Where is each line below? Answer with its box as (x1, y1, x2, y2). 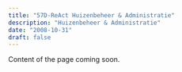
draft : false (8, 33, 51, 41)
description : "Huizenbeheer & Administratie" (8, 19, 161, 27)
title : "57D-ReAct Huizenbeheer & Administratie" (8, 11, 176, 20)
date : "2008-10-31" (8, 26, 73, 34)
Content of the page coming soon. (8, 55, 120, 64)
